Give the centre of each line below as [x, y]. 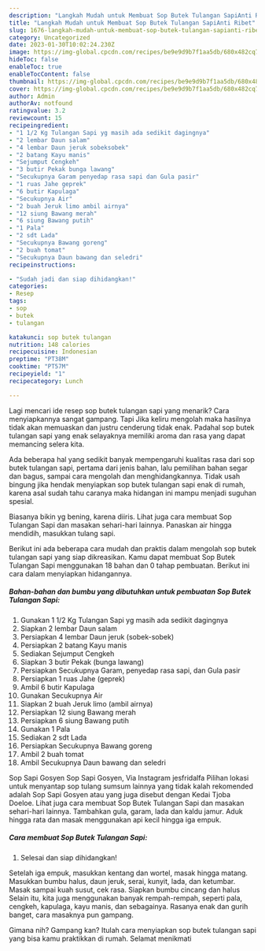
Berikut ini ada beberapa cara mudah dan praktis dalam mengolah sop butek [132, 548]
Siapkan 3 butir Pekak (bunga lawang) [82, 662]
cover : [20, 89]
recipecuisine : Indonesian [53, 352]
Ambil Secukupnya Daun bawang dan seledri [93, 763]
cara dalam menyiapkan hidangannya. [70, 573]
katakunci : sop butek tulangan [60, 337]
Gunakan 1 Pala [45, 729]
